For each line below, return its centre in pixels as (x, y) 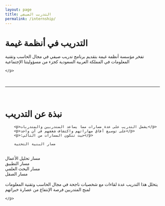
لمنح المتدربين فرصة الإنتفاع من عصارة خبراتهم (48, 190)
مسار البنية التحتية (35, 144)
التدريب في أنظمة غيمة (46, 43)
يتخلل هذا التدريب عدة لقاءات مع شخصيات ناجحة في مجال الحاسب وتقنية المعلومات (82, 184)
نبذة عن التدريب (34, 114)
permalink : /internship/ (30, 19)
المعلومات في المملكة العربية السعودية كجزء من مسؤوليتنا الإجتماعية (67, 62)
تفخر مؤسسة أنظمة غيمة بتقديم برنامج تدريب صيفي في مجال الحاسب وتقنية (75, 56)
